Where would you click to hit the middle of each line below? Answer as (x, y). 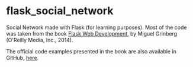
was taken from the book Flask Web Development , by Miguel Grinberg (92, 33)
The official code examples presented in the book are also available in (91, 51)
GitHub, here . (22, 58)
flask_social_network (60, 11)
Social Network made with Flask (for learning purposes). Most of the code (96, 27)
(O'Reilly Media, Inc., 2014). (40, 40)
